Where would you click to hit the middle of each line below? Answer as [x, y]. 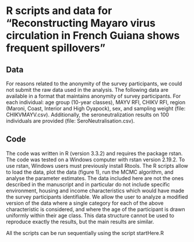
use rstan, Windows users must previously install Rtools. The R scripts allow [97, 165]
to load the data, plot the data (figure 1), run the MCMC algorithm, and [90, 172]
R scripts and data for [59, 11]
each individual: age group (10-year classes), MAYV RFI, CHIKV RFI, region [96, 102]
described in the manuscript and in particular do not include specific [88, 184]
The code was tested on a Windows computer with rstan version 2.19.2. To [96, 160]
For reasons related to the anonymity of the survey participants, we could [94, 84]
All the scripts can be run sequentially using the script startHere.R [85, 233]
